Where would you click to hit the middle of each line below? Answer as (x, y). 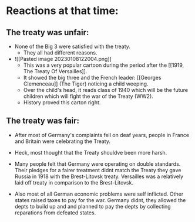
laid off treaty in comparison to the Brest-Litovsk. (74, 182)
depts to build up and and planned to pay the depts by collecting (93, 206)
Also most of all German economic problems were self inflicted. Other (99, 194)
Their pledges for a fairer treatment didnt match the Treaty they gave (98, 170)
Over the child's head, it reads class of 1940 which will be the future (106, 90)
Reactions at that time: (62, 11)
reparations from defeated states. (55, 213)
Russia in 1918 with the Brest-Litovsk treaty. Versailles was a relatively (99, 176)
